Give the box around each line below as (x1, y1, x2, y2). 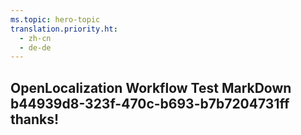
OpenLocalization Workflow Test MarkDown (10, 79, 292, 96)
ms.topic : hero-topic (10, 14, 101, 25)
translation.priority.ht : (10, 24, 118, 34)
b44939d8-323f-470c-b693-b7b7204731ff (10, 95, 290, 112)
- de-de (19, 42, 52, 53)
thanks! (10, 111, 60, 128)
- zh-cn (19, 33, 52, 43)
